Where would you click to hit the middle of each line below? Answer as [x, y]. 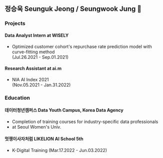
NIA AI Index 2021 [30, 79]
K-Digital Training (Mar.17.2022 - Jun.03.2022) [59, 151]
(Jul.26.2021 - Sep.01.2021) [40, 57]
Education [17, 98]
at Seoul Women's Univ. [36, 127]
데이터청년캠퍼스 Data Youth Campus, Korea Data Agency [64, 110]
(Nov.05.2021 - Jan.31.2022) [41, 85]
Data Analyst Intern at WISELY [37, 35]
